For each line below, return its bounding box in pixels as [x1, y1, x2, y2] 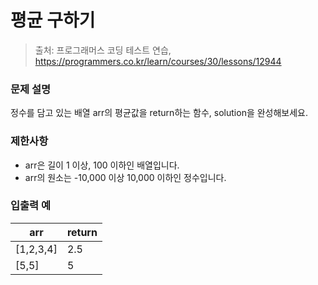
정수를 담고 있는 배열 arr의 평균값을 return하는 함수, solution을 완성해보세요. [10, 107, 309, 119]
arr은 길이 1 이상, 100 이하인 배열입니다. [24, 159, 180, 171]
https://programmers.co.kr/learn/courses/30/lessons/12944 [34, 55, 282, 67]
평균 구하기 [10, 9, 96, 32]
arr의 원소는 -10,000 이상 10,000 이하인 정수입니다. [24, 171, 227, 183]
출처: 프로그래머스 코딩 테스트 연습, [34, 44, 172, 56]
